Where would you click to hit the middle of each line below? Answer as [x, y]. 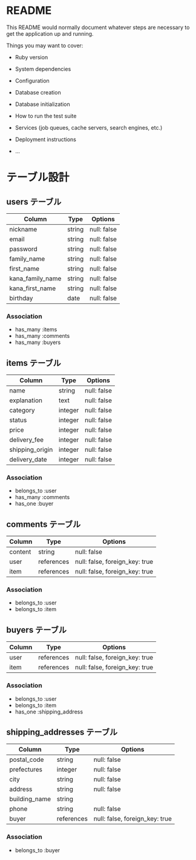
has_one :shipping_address [49, 712]
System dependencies [43, 69]
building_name [30, 799]
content [20, 552]
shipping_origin [31, 450]
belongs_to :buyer [38, 850]
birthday [21, 298]
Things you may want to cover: [45, 45]
